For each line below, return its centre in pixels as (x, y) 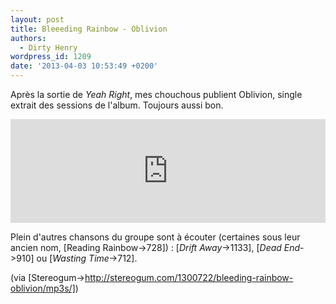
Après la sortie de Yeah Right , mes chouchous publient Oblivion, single (156, 94)
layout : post (37, 19)
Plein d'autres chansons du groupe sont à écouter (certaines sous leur (155, 237)
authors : (28, 38)
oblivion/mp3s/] (43, 288)
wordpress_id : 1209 (51, 57)
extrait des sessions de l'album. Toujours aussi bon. (117, 105)
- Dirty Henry (48, 47)
